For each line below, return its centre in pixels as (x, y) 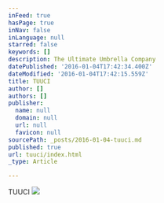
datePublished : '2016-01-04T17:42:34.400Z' (80, 67)
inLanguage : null (36, 37)
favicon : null (38, 132)
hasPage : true (31, 23)
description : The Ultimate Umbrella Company (82, 60)
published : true (35, 147)
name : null (33, 111)
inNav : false (29, 30)
